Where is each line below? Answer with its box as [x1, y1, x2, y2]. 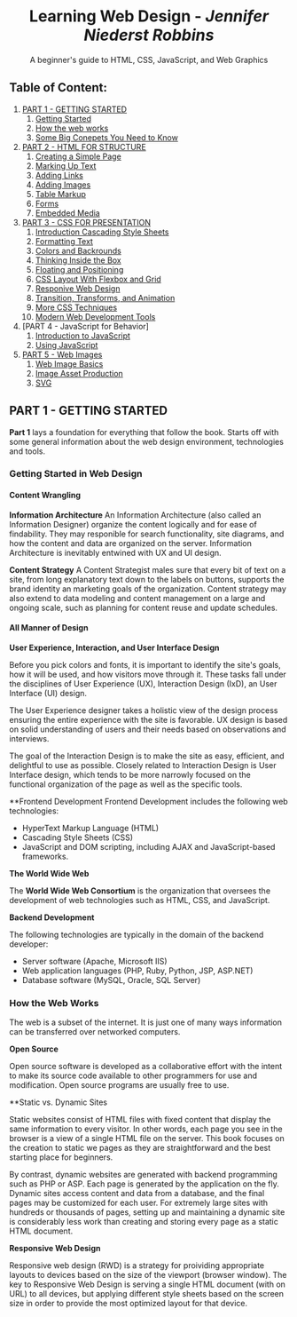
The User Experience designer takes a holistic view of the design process [9, 704, 278, 716]
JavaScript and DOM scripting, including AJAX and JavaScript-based [21, 841, 276, 852]
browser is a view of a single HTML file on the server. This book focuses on [9, 1133, 285, 1144]
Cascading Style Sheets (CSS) [21, 832, 134, 843]
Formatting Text [35, 235, 93, 246]
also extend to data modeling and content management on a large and [9, 592, 266, 603]
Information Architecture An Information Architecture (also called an [9, 509, 262, 520]
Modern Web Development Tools [35, 311, 156, 321]
